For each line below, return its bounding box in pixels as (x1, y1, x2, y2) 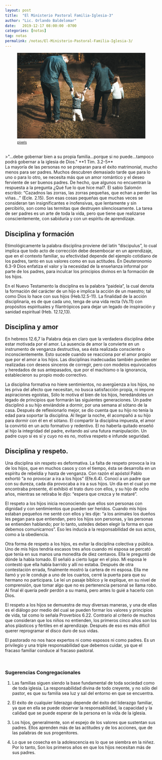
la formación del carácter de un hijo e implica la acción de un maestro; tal (5, 288, 151, 294)
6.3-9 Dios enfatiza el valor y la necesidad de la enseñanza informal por (5, 263, 148, 269)
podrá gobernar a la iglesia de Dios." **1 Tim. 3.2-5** (5, 159, 114, 165)
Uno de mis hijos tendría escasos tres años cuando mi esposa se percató (5, 546, 151, 552)
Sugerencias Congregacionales (5, 669, 81, 675)
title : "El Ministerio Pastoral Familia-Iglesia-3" (5, 13, 114, 18)
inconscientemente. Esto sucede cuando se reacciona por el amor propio (5, 351, 151, 357)
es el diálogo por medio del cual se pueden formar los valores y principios (5, 607, 153, 613)
